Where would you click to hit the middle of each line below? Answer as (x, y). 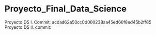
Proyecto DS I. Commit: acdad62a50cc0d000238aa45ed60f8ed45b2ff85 (78, 22)
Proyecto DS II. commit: (28, 27)
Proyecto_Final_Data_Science (66, 9)
